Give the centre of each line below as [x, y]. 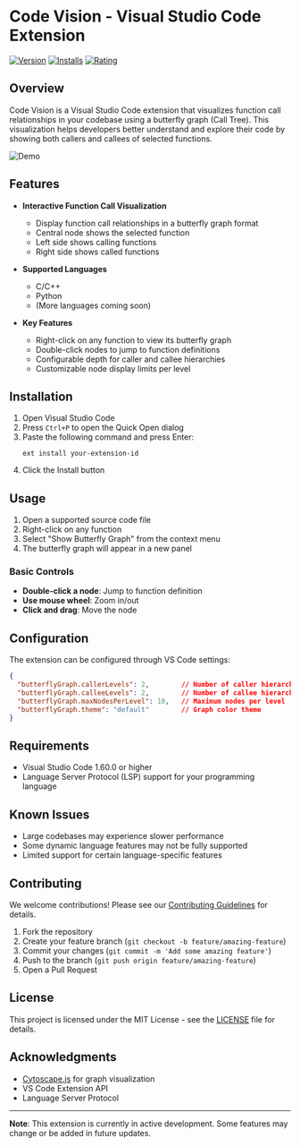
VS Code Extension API [65, 1088]
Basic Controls [42, 572]
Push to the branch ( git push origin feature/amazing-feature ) [139, 960]
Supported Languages [64, 269]
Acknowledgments [63, 1057]
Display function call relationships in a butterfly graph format [147, 223]
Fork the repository [58, 931]
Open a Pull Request [60, 970]
